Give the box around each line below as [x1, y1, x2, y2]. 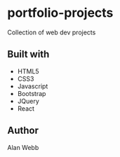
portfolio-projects [7, 5, 114, 21]
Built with [7, 48, 50, 60]
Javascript [17, 82, 48, 90]
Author [7, 125, 39, 137]
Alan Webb [7, 143, 39, 151]
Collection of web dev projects [7, 28, 96, 36]
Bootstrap [17, 89, 46, 97]
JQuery [17, 97, 40, 105]
